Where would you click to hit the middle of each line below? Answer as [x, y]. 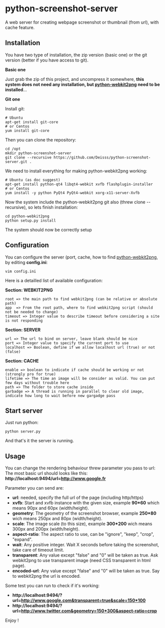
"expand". [22, 539]
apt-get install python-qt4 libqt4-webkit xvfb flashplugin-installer [79, 184]
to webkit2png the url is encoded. [47, 576]
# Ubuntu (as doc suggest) [33, 180]
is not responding [24, 321]
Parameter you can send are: [34, 488]
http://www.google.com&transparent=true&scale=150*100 [83, 600]
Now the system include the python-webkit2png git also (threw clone [75, 202]
